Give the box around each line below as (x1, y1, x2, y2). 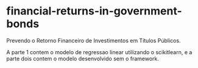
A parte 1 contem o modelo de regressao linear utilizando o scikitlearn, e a (6, 48, 193, 55)
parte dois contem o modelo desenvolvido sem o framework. (6, 55, 160, 62)
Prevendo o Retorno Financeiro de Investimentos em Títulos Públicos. (6, 37, 181, 44)
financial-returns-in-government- (6, 4, 183, 18)
